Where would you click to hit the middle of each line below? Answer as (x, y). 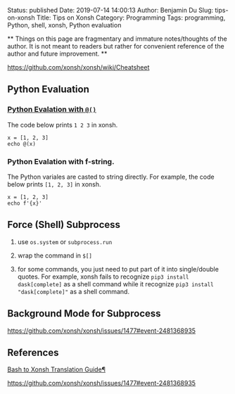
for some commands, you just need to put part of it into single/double (118, 269)
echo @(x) (22, 144)
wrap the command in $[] (55, 255)
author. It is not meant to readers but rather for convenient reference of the (116, 46)
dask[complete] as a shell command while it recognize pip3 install (115, 284)
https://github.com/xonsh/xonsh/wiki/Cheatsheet (78, 67)
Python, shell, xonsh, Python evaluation (64, 25)
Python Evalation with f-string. (61, 161)
